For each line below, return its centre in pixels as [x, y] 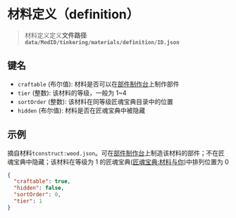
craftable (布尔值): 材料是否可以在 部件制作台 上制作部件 [98, 84]
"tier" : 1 [28, 201]
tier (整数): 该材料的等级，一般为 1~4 [72, 93]
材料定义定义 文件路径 [55, 35]
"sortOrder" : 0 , [37, 195]
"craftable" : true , [42, 181]
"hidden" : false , [39, 188]
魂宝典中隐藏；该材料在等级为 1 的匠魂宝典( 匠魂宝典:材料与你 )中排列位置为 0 [118, 162]
